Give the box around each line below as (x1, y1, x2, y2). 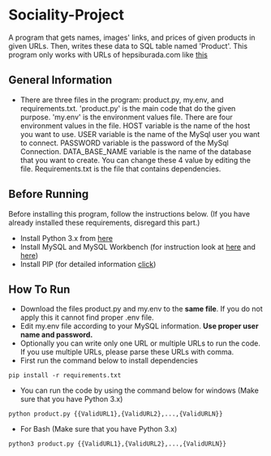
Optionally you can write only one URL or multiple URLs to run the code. (19, 338, 261, 348)
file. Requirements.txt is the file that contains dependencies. (19, 164, 222, 174)
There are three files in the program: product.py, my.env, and (19, 95, 225, 105)
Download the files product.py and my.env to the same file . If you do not (19, 304, 264, 314)
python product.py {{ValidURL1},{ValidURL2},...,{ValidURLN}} (8, 410, 223, 419)
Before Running (8, 187, 89, 201)
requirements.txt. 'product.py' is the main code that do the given (19, 103, 236, 113)
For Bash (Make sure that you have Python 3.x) (19, 424, 178, 434)
